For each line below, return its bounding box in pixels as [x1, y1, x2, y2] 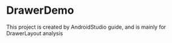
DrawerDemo [6, 4, 74, 17]
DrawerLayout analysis [6, 29, 63, 36]
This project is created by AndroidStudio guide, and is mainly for [6, 23, 167, 30]
